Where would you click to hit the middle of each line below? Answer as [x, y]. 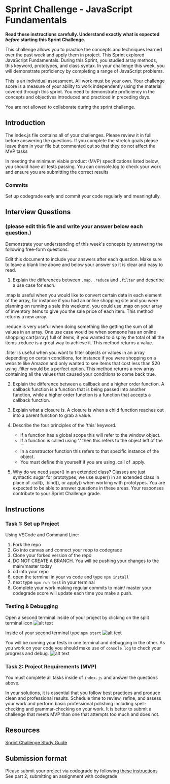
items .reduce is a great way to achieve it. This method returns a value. [79, 342]
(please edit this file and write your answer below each [74, 226]
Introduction [25, 123]
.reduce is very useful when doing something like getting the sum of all [79, 326]
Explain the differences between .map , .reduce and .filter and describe [88, 280]
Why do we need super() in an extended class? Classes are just [79, 472]
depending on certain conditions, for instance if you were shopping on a [81, 358]
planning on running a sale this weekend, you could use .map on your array [84, 306]
